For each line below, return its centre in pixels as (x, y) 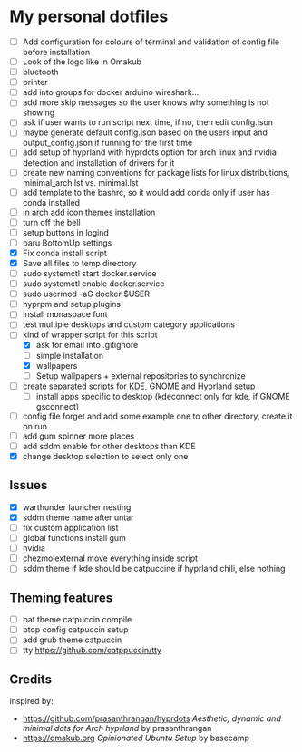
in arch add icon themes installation (89, 212)
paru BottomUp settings (67, 243)
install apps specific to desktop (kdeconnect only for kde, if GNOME (163, 396)
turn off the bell (51, 222)
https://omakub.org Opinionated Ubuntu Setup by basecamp (136, 738)
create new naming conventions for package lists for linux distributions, (156, 172)
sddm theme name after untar (78, 517)
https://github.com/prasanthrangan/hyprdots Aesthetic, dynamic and (151, 718)
